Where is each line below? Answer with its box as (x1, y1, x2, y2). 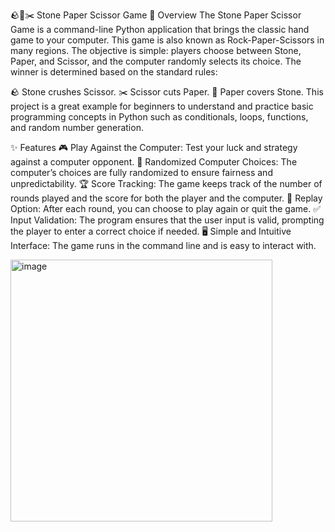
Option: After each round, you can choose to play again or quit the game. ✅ (10, 203, 322, 214)
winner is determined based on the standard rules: (10, 66, 218, 78)
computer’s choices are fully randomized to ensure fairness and (10, 167, 273, 178)
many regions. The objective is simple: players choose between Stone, (10, 45, 302, 56)
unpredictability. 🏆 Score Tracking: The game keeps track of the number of (10, 178, 323, 189)
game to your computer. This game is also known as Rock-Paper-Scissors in (10, 34, 325, 46)
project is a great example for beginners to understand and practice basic (10, 100, 314, 112)
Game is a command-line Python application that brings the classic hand (10, 24, 310, 35)
